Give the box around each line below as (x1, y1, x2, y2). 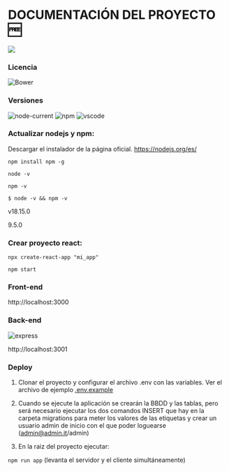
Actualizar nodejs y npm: (8, 129, 95, 139)
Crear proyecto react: (8, 238, 83, 248)
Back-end (8, 315, 42, 325)
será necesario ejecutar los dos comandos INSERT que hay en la (17, 407, 205, 415)
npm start (8, 266, 37, 274)
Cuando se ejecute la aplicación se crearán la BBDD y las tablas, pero (17, 399, 219, 408)
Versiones (8, 96, 44, 105)
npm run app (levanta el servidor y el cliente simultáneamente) (8, 456, 186, 464)
